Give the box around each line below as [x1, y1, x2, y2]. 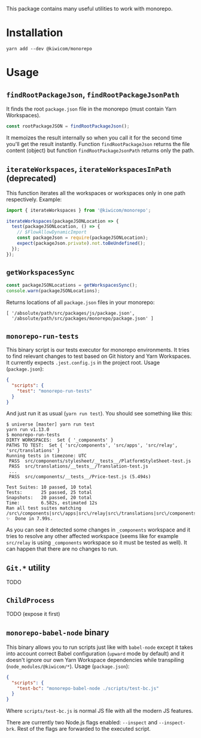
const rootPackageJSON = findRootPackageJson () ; [6, 123, 130, 129]
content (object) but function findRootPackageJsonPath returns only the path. [6, 147, 194, 154]
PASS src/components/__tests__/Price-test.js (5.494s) [8, 474, 151, 480]
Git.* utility [6, 563, 51, 573]
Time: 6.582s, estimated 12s [6, 500, 98, 506]
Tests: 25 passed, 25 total [6, 490, 93, 496]
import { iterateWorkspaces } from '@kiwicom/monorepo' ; [6, 207, 151, 213]
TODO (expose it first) [6, 611, 60, 617]
